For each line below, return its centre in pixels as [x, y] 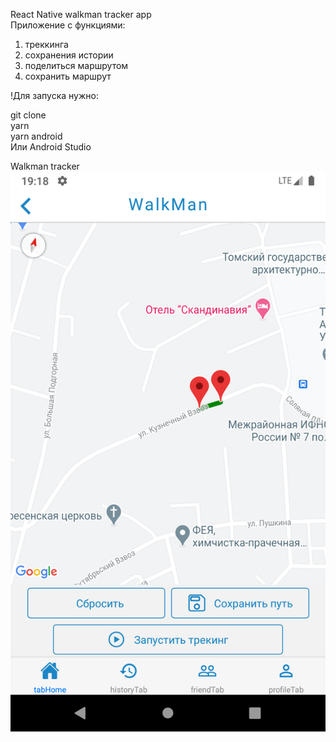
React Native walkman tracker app [81, 14]
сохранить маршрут [68, 76]
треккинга [46, 44]
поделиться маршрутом [76, 65]
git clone [28, 115]
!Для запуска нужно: [54, 95]
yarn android [36, 136]
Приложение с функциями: [68, 25]
